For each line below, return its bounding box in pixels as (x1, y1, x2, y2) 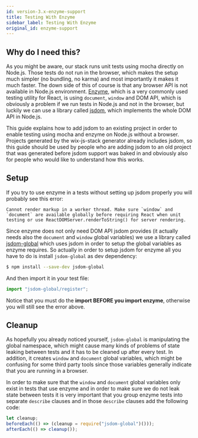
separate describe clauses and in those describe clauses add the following (6, 398, 188, 405)
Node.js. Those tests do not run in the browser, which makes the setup (6, 69, 178, 76)
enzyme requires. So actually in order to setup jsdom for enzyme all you (6, 246, 181, 253)
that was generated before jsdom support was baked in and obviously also (6, 150, 188, 157)
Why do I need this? (6, 47, 81, 57)
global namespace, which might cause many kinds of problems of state (6, 342, 180, 349)
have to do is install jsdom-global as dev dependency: (6, 252, 137, 259)
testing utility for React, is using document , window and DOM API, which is (6, 94, 181, 101)
